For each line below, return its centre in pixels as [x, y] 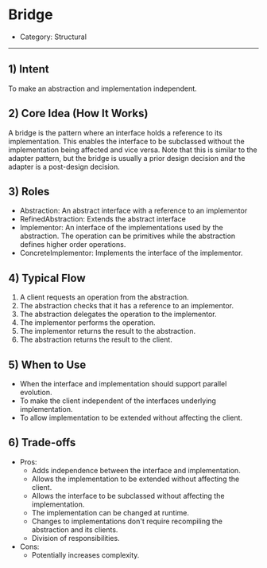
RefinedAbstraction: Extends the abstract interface [103, 219]
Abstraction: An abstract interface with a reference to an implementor [133, 211]
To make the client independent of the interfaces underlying [118, 401]
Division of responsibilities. [76, 538]
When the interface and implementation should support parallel [123, 384]
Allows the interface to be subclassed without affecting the [128, 496]
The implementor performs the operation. [88, 323]
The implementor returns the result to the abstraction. [108, 331]
